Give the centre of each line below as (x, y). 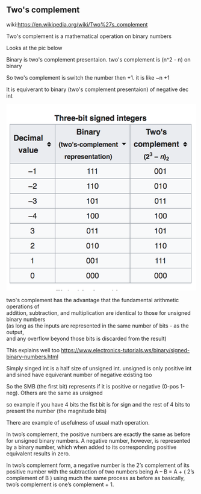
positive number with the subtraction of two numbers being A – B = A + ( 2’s (100, 471)
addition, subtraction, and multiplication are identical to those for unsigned (98, 312)
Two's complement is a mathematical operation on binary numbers (89, 36)
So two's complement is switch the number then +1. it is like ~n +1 (88, 77)
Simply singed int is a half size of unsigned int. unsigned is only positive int (99, 368)
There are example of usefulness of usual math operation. (78, 422)
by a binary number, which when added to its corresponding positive (91, 447)
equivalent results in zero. (38, 453)
